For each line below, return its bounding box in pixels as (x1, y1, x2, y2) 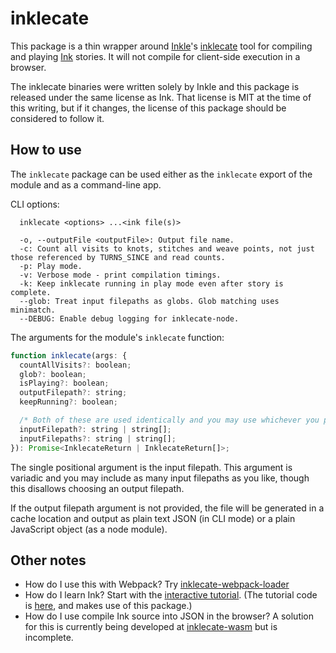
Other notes (10, 552, 87, 569)
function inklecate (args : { (10, 350, 128, 361)
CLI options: (10, 198, 60, 210)
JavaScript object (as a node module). (10, 523, 168, 535)
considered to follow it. (10, 112, 105, 124)
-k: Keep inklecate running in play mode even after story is (19, 278, 284, 289)
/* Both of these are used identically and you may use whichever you (19, 415, 320, 425)
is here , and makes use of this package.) (24, 600, 193, 612)
